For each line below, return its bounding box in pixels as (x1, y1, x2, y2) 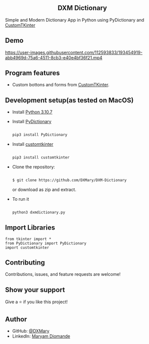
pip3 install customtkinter (12, 155, 70, 160)
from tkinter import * (5, 237, 51, 241)
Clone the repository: (12, 164, 55, 170)
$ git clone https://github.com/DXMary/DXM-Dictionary (12, 178, 127, 183)
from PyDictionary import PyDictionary (5, 240, 87, 246)
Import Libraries (5, 223, 55, 232)
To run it (12, 196, 29, 202)
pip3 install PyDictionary (12, 132, 68, 137)
